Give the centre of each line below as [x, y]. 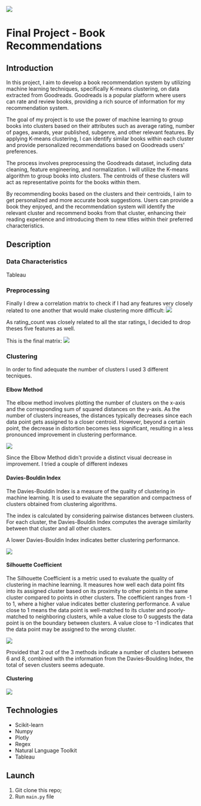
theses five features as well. [41, 328]
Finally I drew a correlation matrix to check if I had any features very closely [100, 303]
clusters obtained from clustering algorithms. [62, 504]
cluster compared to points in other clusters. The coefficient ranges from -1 [99, 597]
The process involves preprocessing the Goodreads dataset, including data [99, 163]
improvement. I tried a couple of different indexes [67, 464]
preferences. [22, 151]
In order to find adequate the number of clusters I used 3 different [87, 370]
